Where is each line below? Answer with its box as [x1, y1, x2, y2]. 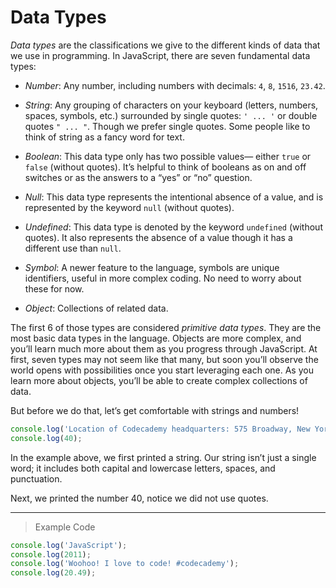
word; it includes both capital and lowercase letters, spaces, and [10, 462, 276, 474]
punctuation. [10, 472, 63, 485]
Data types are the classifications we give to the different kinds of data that [10, 39, 321, 51]
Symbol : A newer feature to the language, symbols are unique [24, 261, 280, 273]
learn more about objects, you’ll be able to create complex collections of [10, 374, 308, 386]
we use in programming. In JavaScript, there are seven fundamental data [10, 49, 311, 61]
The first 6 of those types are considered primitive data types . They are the [10, 321, 322, 333]
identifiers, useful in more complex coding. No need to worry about [24, 272, 302, 284]
